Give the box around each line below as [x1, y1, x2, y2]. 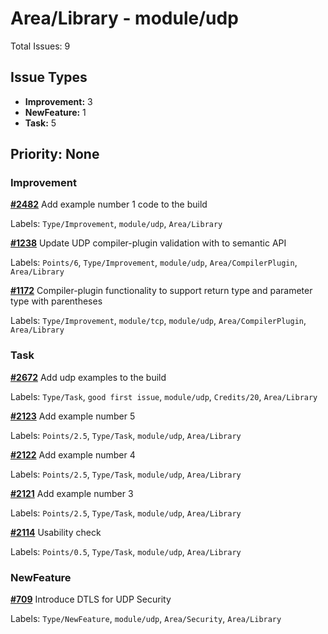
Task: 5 [24, 117, 57, 129]
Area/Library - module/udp [10, 7, 239, 30]
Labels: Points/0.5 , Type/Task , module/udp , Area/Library [10, 545, 242, 557]
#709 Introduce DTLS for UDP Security [10, 593, 172, 606]
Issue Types [10, 69, 88, 86]
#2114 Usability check [10, 526, 102, 538]
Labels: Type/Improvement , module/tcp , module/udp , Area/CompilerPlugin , [10, 315, 307, 327]
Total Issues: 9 [10, 40, 71, 52]
